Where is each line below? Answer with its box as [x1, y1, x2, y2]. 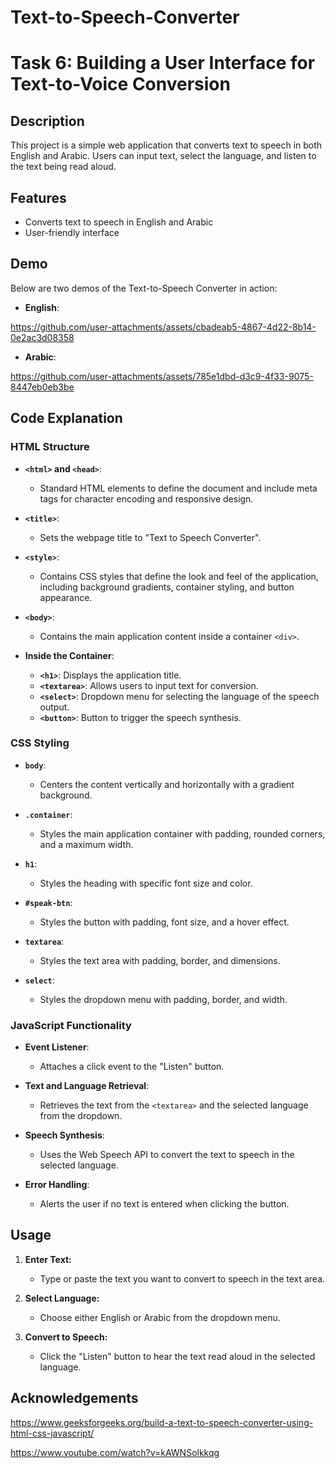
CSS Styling [10, 736, 70, 750]
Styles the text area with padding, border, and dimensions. [39, 954, 281, 966]
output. [39, 701, 70, 713]
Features [10, 189, 67, 206]
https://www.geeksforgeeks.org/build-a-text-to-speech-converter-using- [10, 1416, 314, 1428]
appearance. [39, 591, 93, 603]
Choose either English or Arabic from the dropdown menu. [39, 1311, 281, 1323]
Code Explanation [10, 410, 123, 427]
